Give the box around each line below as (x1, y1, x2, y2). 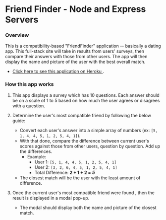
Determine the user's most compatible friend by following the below (12, 112, 152, 118)
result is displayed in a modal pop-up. (12, 195, 90, 201)
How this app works (5, 81, 54, 88)
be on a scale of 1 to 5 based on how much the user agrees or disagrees (12, 97, 160, 103)
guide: (12, 118, 26, 124)
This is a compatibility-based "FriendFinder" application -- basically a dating (5, 43, 161, 49)
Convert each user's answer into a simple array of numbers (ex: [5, (19, 127, 158, 133)
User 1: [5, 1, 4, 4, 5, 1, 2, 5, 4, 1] (34, 159, 116, 165)
